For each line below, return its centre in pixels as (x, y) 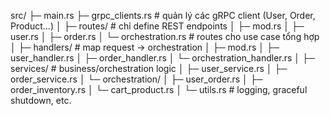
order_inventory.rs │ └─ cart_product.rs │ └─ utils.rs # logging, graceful (159, 89)
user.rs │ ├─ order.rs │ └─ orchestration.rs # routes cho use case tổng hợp (165, 36)
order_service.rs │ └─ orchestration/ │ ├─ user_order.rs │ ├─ (136, 79)
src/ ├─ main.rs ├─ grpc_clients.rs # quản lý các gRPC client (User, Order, (163, 15)
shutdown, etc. (41, 100)
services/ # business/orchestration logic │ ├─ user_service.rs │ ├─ (149, 68)
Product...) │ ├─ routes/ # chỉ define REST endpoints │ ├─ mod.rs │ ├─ (157, 26)
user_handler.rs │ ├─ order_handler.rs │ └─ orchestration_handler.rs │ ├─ (162, 58)
